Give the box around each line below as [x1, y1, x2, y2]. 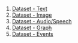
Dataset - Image [11, 11, 52, 19]
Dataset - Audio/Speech [11, 18, 72, 24]
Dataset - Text [11, 5, 48, 12]
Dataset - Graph [11, 24, 52, 31]
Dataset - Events [11, 30, 53, 38]
